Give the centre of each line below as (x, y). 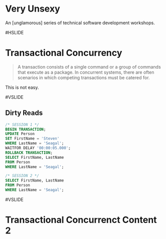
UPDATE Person (20, 134)
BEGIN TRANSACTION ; (26, 129)
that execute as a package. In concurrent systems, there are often (86, 72)
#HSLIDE (15, 32)
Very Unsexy (33, 9)
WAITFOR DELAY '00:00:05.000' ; (38, 148)
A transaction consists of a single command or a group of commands (89, 67)
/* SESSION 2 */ (22, 176)
